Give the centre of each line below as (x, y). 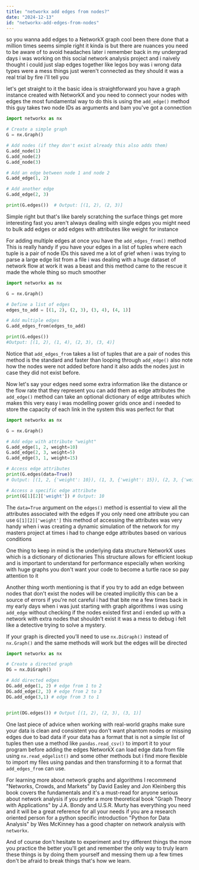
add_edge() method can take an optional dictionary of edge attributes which (98, 396)
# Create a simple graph (37, 129)
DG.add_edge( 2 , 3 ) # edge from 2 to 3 (54, 691)
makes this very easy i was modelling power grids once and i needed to (94, 403)
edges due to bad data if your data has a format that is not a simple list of (96, 737)
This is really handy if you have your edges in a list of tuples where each (94, 247)
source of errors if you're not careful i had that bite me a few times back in (97, 600)
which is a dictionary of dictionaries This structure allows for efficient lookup (99, 557)
